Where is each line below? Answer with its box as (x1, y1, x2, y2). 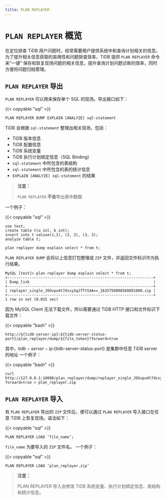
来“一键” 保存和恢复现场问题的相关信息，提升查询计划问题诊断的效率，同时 (5, 60, 158, 66)
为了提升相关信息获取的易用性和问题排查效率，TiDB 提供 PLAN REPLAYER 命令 (5, 54, 160, 60)
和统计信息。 (17, 490, 43, 496)
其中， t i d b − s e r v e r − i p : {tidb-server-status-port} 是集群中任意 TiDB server (5, 346, 158, 352)
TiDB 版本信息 (12, 135, 41, 141)
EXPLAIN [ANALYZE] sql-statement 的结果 (12, 173, 95, 179)
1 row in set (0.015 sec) (5, 297, 58, 302)
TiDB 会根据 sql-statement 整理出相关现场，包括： (5, 125, 108, 131)
